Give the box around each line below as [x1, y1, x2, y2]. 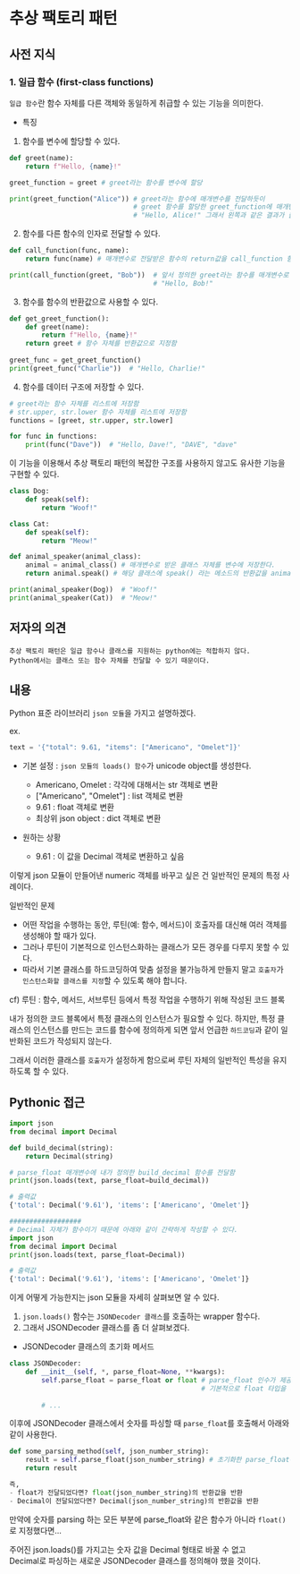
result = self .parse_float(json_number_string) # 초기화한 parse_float [25, 1456, 290, 1465]
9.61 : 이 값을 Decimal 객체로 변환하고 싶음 [35, 851, 185, 862]
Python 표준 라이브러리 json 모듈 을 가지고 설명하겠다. [9, 708, 196, 719]
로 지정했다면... [9, 1525, 62, 1536]
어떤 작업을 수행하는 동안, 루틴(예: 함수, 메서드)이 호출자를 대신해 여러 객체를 [21, 920, 287, 930]
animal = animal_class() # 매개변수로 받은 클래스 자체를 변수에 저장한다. [25, 560, 276, 569]
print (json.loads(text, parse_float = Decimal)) [9, 1250, 186, 1259]
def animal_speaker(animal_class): [9, 552, 142, 561]
